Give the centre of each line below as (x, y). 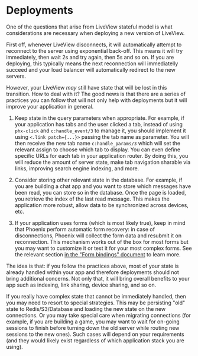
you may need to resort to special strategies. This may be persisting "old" (96, 303)
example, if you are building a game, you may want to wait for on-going (93, 322)
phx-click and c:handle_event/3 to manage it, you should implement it (100, 131)
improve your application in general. (50, 106)
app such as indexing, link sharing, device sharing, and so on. (81, 285)
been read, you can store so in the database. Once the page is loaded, (100, 192)
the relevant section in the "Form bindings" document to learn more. (98, 254)
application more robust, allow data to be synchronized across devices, (102, 205)
